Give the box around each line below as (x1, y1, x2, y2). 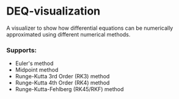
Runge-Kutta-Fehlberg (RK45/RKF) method (15, 86, 124, 93)
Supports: (6, 46, 37, 54)
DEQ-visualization (6, 4, 101, 18)
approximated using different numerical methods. (6, 30, 131, 38)
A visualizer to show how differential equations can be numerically (6, 24, 174, 32)
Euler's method (15, 60, 54, 67)
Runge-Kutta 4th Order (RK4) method (15, 79, 110, 86)
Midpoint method (15, 66, 59, 73)
